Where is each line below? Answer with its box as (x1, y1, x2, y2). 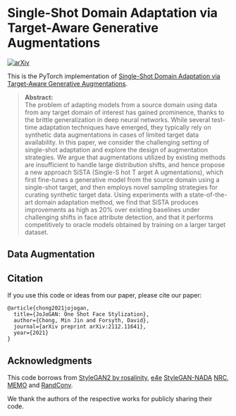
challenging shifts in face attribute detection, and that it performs (24, 213, 213, 221)
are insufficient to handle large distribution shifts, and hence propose (24, 160, 225, 169)
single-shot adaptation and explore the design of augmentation (24, 145, 208, 154)
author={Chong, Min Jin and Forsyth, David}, (13, 317, 150, 324)
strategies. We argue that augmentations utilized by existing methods (24, 153, 226, 161)
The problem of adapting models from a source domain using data (24, 100, 218, 109)
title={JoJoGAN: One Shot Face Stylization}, (13, 311, 150, 318)
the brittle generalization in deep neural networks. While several (24, 115, 211, 124)
